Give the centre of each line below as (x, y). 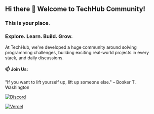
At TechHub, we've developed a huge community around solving (71, 47)
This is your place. (28, 23)
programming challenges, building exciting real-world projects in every (77, 52)
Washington (17, 87)
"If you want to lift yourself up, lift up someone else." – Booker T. (71, 82)
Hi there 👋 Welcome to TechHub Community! (75, 9)
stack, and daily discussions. (35, 58)
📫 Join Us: (17, 69)
